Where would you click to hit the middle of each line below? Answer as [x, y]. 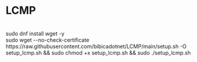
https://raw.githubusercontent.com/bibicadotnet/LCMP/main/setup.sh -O [96, 46]
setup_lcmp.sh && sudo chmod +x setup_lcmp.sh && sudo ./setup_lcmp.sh [98, 52]
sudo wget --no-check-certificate [48, 40]
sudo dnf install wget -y [35, 33]
